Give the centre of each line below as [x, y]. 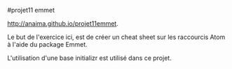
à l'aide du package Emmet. [47, 44]
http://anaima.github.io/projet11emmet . [63, 23]
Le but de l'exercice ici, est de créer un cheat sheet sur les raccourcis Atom [116, 37]
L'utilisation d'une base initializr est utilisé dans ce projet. [89, 58]
